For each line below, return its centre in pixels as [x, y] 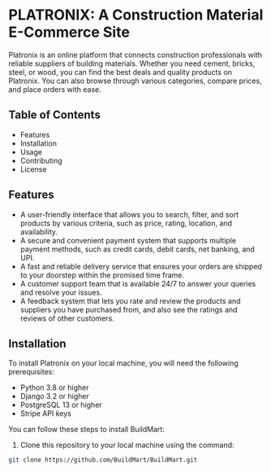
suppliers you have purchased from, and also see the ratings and [129, 309]
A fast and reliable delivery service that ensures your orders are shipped [141, 266]
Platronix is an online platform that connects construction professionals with [135, 55]
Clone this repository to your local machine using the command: [127, 445]
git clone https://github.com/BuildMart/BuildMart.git [103, 460]
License [33, 169]
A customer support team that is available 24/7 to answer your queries [138, 283]
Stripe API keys [45, 413]
